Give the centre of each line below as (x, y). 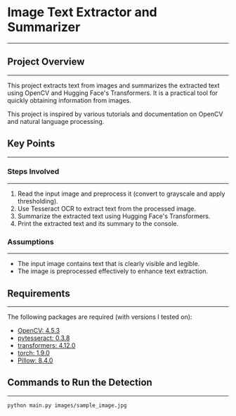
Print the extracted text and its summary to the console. (98, 223)
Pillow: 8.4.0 (35, 360)
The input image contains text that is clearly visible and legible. (109, 264)
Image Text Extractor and (82, 12)
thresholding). (38, 201)
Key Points (31, 144)
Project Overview (46, 62)
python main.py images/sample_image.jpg (67, 405)
